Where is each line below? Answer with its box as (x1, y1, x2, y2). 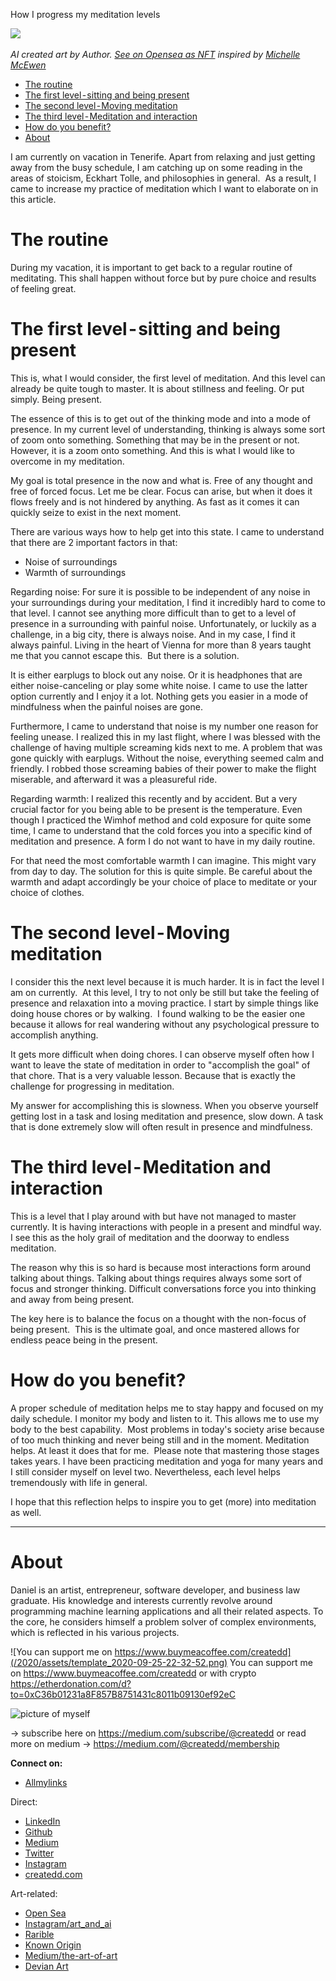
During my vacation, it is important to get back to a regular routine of (10, 261, 293, 273)
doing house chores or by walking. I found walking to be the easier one (10, 1007, 306, 1019)
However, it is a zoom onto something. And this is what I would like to (10, 444, 295, 456)
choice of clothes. (10, 886, 85, 898)
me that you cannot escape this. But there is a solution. (10, 649, 240, 661)
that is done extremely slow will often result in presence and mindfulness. (10, 1120, 313, 1133)
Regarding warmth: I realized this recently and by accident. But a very (10, 792, 298, 804)
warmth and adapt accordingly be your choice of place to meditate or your (10, 875, 318, 888)
